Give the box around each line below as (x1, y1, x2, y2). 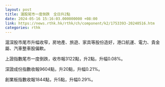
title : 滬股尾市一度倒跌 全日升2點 (5, 12, 70, 17)
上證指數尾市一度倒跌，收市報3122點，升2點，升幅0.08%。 (5, 56, 126, 62)
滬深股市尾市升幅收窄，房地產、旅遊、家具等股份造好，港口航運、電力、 (5, 40, 151, 45)
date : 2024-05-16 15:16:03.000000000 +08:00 (5, 16, 98, 21)
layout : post (5, 7, 32, 12)
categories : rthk (5, 25, 41, 30)
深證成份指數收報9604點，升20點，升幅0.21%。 (5, 66, 103, 72)
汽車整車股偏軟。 (13, 45, 48, 51)
